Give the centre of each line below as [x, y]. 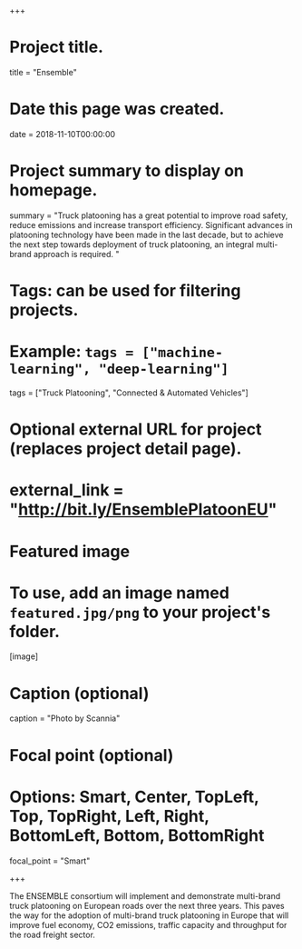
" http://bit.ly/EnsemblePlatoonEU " [143, 509]
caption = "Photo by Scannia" [65, 718]
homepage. [54, 190]
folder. [35, 631]
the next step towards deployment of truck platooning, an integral [132, 244]
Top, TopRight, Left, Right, [110, 816]
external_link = [67, 490]
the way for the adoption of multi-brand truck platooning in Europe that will [149, 915]
